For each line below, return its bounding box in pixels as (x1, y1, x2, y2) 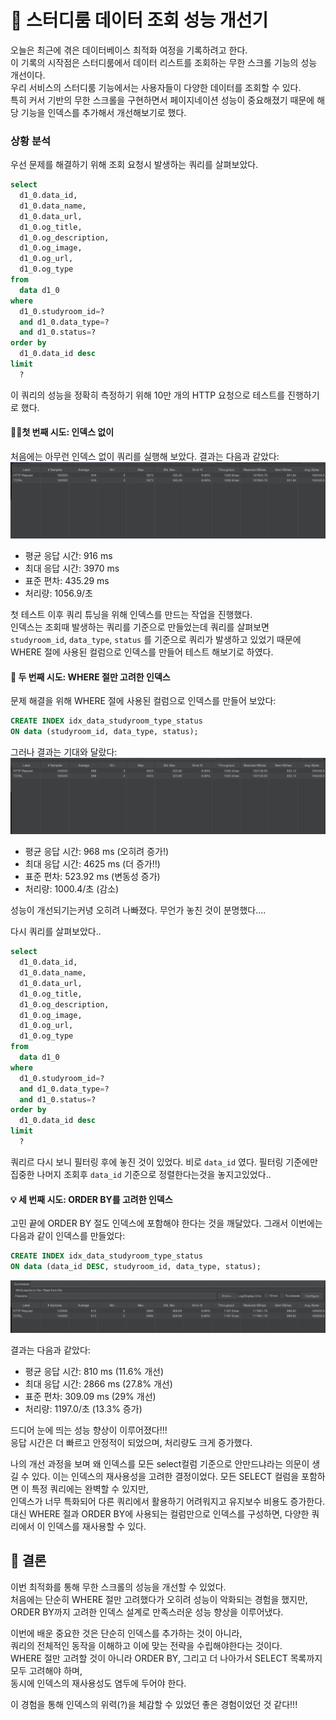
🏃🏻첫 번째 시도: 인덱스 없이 (10, 426, 115, 438)
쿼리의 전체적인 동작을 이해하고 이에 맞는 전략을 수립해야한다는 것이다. (10, 1639, 283, 1651)
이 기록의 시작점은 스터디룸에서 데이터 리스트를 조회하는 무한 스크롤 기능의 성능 (10, 56, 318, 68)
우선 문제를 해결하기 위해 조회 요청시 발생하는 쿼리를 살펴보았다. (10, 159, 259, 171)
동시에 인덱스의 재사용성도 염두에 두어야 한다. (10, 1677, 187, 1689)
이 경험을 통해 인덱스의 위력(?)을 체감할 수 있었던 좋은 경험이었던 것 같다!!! (10, 1698, 298, 1710)
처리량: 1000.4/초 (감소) (24, 883, 120, 895)
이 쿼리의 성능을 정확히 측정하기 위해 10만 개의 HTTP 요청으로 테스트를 (10, 389, 286, 401)
